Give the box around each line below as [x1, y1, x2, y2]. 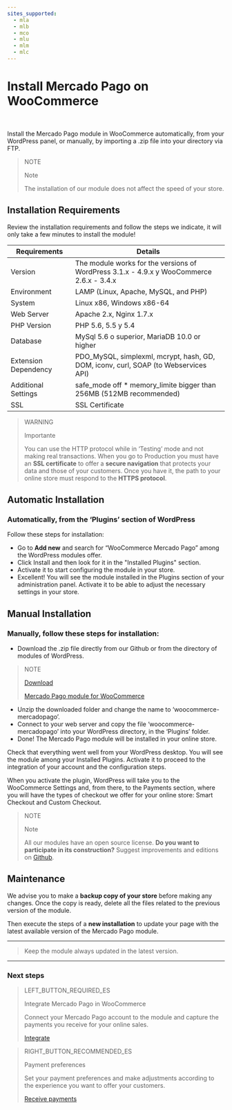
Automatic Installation [7, 494, 105, 506]
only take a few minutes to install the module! [7, 230, 136, 239]
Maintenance [7, 873, 66, 885]
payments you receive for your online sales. [23, 1021, 149, 1029]
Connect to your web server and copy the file [17, 720, 146, 728]
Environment [10, 286, 52, 296]
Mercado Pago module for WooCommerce [23, 692, 145, 700]
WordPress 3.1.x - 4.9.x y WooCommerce [75, 267, 212, 277]
